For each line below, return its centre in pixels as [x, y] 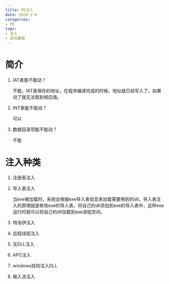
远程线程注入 [26, 233]
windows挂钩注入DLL [35, 265]
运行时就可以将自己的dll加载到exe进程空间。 [59, 211]
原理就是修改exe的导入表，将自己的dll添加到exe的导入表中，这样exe [93, 205]
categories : [18, 19]
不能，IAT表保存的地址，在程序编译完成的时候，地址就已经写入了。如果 [87, 91]
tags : [11, 29]
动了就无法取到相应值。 [37, 97]
